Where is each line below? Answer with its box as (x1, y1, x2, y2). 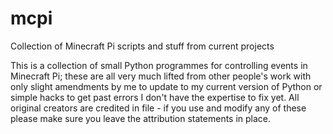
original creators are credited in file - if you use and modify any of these (10, 102, 307, 114)
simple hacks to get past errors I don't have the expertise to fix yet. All (10, 91, 300, 103)
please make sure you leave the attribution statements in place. (10, 112, 272, 124)
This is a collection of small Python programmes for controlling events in (10, 59, 308, 71)
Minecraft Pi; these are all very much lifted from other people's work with (10, 70, 312, 82)
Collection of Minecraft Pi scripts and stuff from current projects (10, 40, 275, 52)
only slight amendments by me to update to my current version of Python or (10, 80, 323, 92)
